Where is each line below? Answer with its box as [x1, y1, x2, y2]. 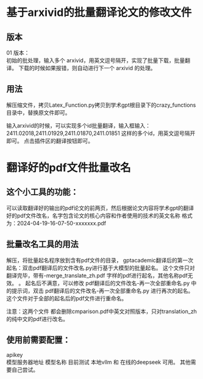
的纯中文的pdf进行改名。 [6, 315, 69, 322]
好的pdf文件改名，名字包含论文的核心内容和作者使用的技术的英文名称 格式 [6, 212, 193, 219]
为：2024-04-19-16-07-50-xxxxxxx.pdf [6, 219, 107, 226]
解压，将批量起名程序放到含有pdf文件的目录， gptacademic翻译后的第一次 [6, 256, 194, 264]
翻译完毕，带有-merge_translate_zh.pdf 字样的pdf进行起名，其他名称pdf [6, 272, 188, 279]
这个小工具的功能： [6, 187, 79, 197]
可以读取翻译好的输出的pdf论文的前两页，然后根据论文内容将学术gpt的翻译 [6, 204, 194, 211]
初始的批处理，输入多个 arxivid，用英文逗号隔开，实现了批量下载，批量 [6, 57, 185, 64]
